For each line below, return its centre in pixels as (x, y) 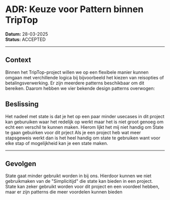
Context (18, 60)
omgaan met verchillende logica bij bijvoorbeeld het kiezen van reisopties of (85, 77)
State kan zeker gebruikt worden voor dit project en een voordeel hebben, (82, 187)
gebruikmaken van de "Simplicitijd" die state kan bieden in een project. (79, 181)
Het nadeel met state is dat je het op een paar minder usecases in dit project (85, 116)
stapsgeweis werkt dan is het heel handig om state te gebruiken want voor (83, 138)
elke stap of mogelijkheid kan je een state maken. (57, 143)
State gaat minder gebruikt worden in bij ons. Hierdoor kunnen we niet (78, 176)
